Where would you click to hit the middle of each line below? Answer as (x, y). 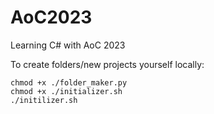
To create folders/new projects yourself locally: (107, 64)
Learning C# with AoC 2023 (68, 45)
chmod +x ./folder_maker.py (69, 82)
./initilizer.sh (44, 100)
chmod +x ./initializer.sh (66, 91)
